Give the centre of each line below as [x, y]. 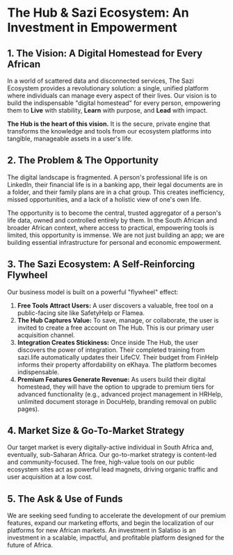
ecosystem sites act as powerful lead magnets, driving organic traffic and [113, 469]
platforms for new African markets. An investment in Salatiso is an [102, 531]
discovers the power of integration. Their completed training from [111, 350]
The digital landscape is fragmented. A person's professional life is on [107, 177]
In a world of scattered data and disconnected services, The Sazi [101, 81]
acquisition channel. [46, 335]
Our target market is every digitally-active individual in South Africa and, [111, 447]
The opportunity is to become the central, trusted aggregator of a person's [114, 213]
